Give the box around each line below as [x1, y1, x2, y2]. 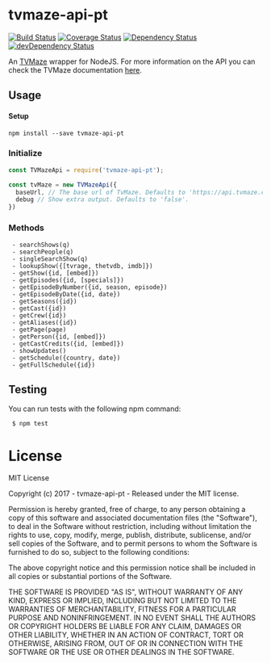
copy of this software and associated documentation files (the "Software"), [8, 513, 258, 522]
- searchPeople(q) [11, 248, 74, 256]
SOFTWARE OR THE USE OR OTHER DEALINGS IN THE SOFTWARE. [8, 648, 235, 657]
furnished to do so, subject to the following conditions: [8, 548, 190, 557]
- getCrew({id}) [11, 311, 67, 320]
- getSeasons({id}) [11, 297, 78, 305]
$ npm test [11, 420, 48, 428]
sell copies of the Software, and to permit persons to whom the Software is [8, 539, 258, 548]
